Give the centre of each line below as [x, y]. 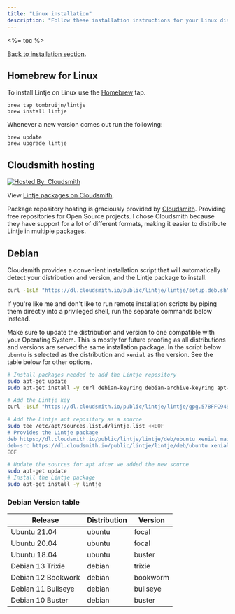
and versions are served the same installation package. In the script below [114, 347]
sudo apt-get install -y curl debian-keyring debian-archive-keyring [111, 388]
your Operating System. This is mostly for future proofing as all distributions [116, 340]
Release [45, 520]
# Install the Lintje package [51, 478]
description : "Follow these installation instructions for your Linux [112, 20]
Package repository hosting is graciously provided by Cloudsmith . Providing [116, 209]
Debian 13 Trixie [38, 566]
